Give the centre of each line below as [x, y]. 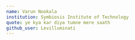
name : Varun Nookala [32, 11]
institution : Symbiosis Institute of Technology [67, 17]
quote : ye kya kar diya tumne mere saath [58, 22]
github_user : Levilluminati [41, 28]
